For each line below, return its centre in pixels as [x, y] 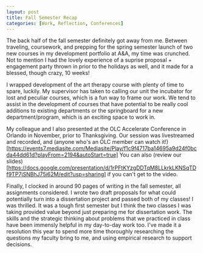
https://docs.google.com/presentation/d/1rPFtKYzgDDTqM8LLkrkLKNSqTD [102, 168]
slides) [15, 162]
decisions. [19, 244]
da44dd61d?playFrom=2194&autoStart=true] [62, 155]
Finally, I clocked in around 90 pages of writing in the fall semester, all [94, 186]
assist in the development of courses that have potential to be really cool [97, 104]
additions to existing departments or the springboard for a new [85, 111]
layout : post [23, 12]
